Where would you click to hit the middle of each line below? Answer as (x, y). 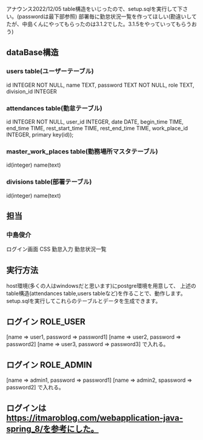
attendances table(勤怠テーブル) (55, 108)
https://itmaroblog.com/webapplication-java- (95, 418)
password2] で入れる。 (35, 387)
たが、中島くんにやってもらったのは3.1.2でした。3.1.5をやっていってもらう (99, 24)
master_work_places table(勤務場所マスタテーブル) (82, 152)
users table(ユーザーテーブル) (50, 72)
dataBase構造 (32, 52)
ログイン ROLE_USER (46, 322)
